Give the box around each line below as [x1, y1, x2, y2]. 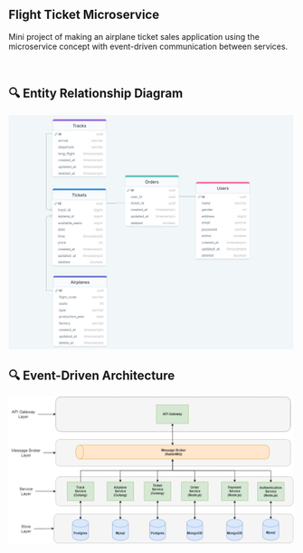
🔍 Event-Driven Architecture [8, 367, 175, 383]
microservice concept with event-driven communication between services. [8, 41, 289, 52]
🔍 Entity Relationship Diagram [8, 86, 184, 101]
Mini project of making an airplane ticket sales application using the [8, 31, 260, 42]
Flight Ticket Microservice [8, 7, 160, 23]
